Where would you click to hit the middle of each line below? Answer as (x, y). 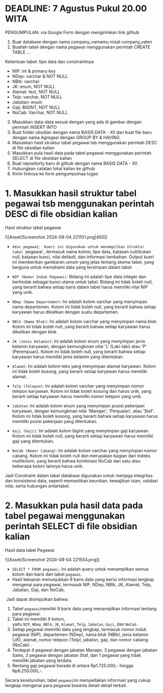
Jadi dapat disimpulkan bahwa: (37, 599)
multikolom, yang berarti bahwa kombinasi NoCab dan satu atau (76, 461)
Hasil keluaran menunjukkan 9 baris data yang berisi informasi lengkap (83, 579)
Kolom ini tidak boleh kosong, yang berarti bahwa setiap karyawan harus (85, 416)
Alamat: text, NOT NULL (36, 92)
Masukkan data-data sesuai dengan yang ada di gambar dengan (77, 122)
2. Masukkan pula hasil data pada (74, 506)
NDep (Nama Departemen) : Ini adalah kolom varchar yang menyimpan (80, 301)
